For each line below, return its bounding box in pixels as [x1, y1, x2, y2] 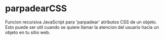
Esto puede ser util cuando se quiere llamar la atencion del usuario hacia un [5, 24, 159, 30]
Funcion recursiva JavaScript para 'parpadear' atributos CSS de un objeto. [5, 19, 157, 25]
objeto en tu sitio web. [5, 29, 50, 35]
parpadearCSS [5, 3, 67, 14]
